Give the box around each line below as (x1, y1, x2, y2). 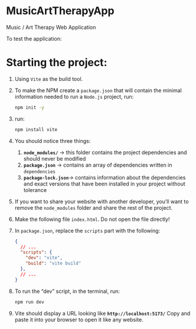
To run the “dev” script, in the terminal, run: (14, 288, 120, 295)
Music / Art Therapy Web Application (6, 24, 96, 31)
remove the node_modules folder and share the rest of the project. (14, 204, 173, 211)
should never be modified (23, 155, 86, 162)
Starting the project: (6, 56, 107, 69)
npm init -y (14, 105, 44, 110)
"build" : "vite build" (25, 260, 81, 266)
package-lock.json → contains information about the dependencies (23, 174, 186, 181)
